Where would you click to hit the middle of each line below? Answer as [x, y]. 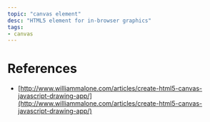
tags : [15, 27]
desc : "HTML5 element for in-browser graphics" [80, 21]
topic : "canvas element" [44, 14]
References [42, 69]
